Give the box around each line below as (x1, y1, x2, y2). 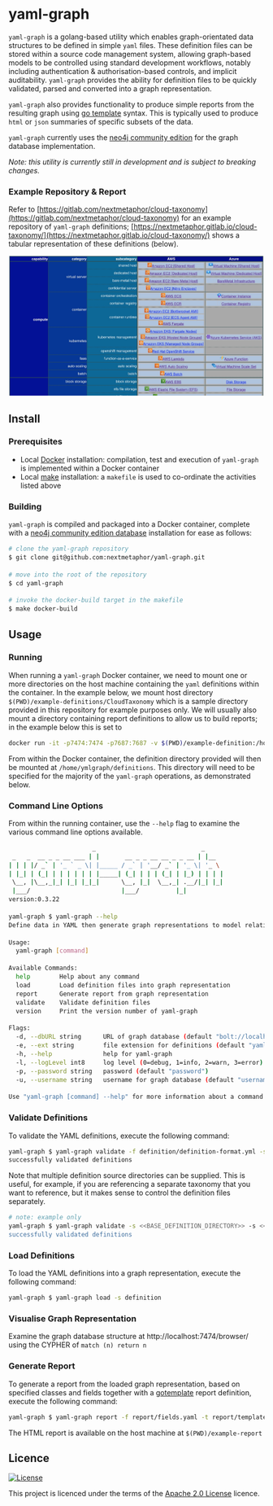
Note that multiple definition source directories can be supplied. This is (8, 1171, 245, 1180)
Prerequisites (8, 436, 63, 448)
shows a (211, 230, 240, 240)
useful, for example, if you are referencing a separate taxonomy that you (8, 1180, 251, 1189)
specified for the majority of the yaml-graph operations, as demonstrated (8, 771, 251, 781)
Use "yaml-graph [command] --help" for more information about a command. (8, 1092, 267, 1101)
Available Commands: (8, 964, 79, 973)
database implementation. (8, 141, 96, 151)
